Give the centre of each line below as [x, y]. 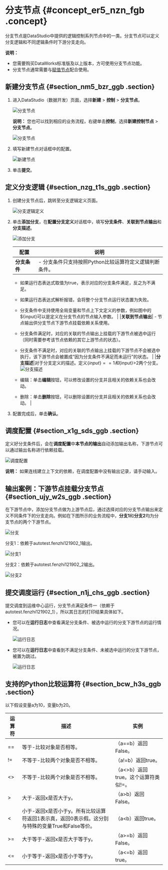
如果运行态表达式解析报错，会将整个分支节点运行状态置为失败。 [85, 300]
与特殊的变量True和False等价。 [58, 826]
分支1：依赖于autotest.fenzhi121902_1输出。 [50, 543]
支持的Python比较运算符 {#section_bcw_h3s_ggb [83, 684]
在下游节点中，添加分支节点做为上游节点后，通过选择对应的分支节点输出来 [82, 509]
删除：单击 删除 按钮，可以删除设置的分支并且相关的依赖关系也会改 [88, 397]
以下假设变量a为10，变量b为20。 [39, 705]
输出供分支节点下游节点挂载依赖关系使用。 [68, 323]
